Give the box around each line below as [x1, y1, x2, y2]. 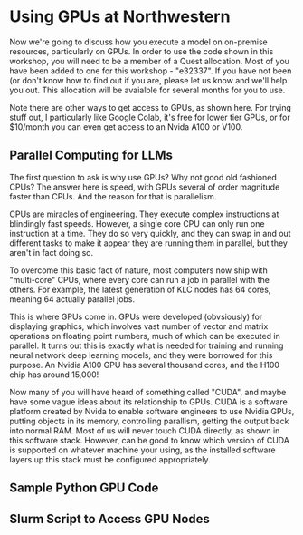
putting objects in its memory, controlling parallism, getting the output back [9, 415, 289, 426]
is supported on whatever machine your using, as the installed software [9, 444, 276, 455]
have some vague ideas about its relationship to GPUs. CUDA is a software [9, 396, 288, 407]
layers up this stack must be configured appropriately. [9, 453, 211, 464]
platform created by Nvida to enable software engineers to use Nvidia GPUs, [9, 405, 295, 416]
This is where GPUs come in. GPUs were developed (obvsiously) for [9, 311, 263, 322]
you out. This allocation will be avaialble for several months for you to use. [9, 84, 286, 95]
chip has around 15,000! [9, 369, 99, 380]
